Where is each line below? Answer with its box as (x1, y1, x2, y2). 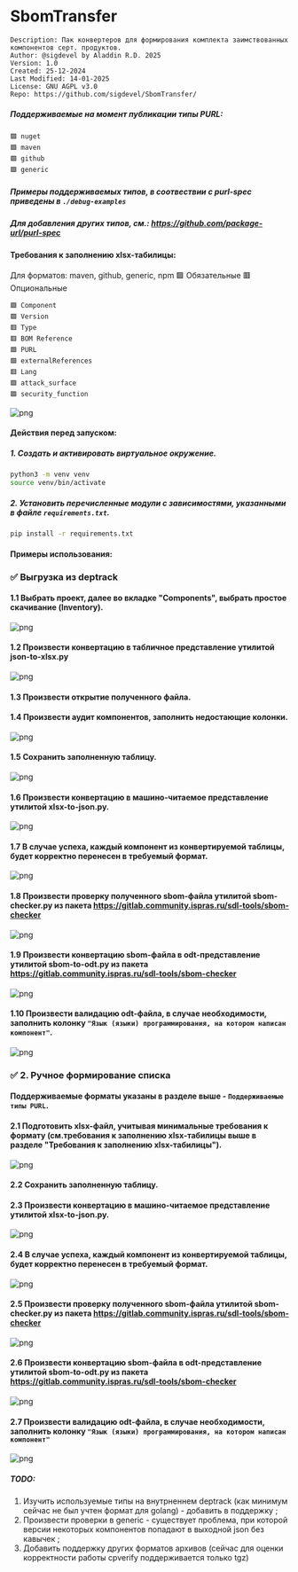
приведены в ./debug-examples (10, 195, 127, 206)
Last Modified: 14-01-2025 (10, 74, 110, 83)
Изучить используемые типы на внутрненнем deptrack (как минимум (22, 1496, 288, 1506)
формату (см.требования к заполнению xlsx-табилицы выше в (10, 1130, 256, 1141)
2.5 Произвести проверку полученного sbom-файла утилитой (10, 1299, 254, 1310)
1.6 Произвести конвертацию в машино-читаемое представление (10, 792, 269, 802)
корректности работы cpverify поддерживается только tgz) (22, 1552, 249, 1563)
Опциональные (10, 282, 67, 293)
